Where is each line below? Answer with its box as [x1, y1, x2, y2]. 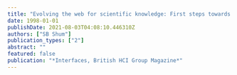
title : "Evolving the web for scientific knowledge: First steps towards [7, 10, 231, 18]
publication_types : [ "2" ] [7, 37, 84, 44]
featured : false [7, 51, 56, 58]
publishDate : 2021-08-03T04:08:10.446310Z [7, 24, 135, 31]
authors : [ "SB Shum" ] [7, 30, 72, 38]
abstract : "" [7, 44, 46, 51]
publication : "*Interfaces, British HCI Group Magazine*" [7, 57, 183, 64]
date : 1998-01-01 [7, 17, 59, 24]
